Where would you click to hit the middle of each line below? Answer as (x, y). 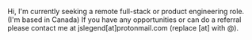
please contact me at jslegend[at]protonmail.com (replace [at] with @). (123, 28)
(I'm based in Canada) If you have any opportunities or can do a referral (124, 20)
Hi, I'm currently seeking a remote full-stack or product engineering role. (126, 11)
